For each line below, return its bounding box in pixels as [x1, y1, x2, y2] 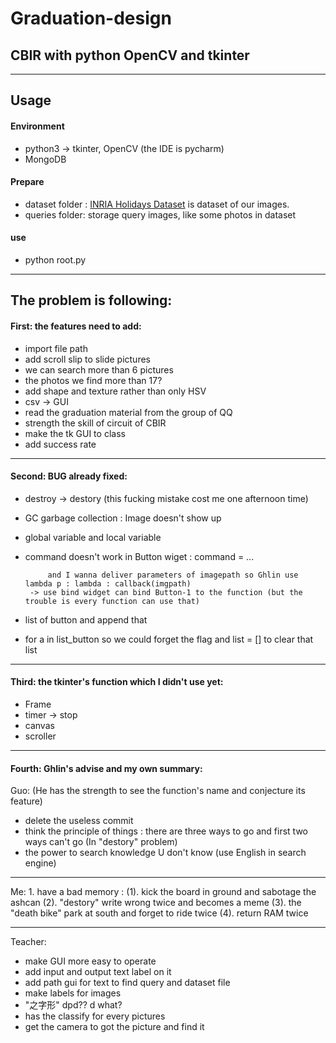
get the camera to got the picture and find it [24, 1021, 205, 1033]
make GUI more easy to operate [24, 955, 157, 967]
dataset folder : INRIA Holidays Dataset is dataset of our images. [24, 198, 290, 210]
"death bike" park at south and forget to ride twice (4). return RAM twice [10, 907, 309, 919]
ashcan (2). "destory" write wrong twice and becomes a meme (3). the [10, 897, 302, 909]
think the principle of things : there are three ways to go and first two [24, 825, 309, 837]
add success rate [24, 438, 97, 450]
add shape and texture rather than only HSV [24, 385, 207, 397]
